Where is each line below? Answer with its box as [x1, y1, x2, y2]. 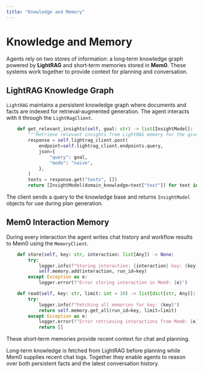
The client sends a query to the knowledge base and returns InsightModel [6, 193, 190, 200]
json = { [38, 148, 56, 154]
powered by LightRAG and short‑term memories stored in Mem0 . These [6, 61, 186, 68]
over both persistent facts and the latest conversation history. [6, 360, 159, 367]
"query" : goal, [49, 154, 88, 160]
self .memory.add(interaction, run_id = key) [38, 268, 147, 274]
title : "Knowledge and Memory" [6, 8, 85, 15]
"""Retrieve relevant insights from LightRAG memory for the [28, 131, 185, 138]
